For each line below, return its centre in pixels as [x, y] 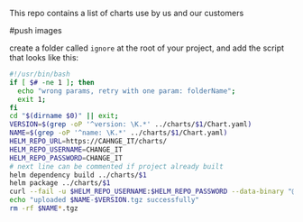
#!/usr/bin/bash [40, 74]
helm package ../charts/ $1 [60, 183]
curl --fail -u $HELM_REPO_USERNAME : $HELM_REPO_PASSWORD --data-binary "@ [153, 192]
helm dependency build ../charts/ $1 [78, 175]
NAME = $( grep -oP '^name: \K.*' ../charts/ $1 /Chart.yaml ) [119, 133]
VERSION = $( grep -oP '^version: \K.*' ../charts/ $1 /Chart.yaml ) [131, 125]
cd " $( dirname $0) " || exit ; [64, 116]
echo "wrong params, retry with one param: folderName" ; [127, 91]
